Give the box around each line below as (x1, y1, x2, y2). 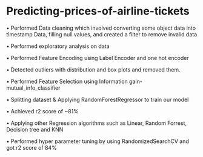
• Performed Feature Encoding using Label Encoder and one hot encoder (6, 54, 189, 61)
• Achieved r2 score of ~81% (6, 107, 79, 115)
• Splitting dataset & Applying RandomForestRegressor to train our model (6, 96, 189, 103)
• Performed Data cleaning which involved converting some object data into (6, 24, 196, 32)
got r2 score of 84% (6, 144, 58, 151)
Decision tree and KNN (6, 125, 64, 133)
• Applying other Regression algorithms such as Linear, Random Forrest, (6, 119, 187, 127)
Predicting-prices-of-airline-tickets (6, 4, 190, 18)
